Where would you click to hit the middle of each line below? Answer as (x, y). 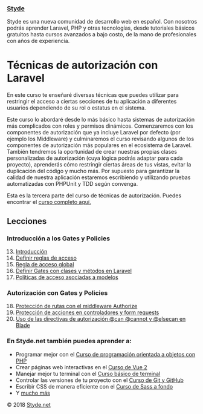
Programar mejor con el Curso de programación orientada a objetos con (105, 354)
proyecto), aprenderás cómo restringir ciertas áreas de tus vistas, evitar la (99, 165)
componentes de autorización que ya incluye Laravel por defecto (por (94, 133)
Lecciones (27, 221)
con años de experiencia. (38, 41)
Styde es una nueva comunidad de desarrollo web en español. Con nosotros (102, 22)
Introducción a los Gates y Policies (59, 238)
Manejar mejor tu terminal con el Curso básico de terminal (88, 373)
